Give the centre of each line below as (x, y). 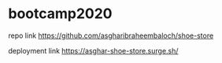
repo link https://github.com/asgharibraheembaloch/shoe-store (111, 35)
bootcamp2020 (60, 14)
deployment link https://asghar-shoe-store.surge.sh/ (93, 50)
